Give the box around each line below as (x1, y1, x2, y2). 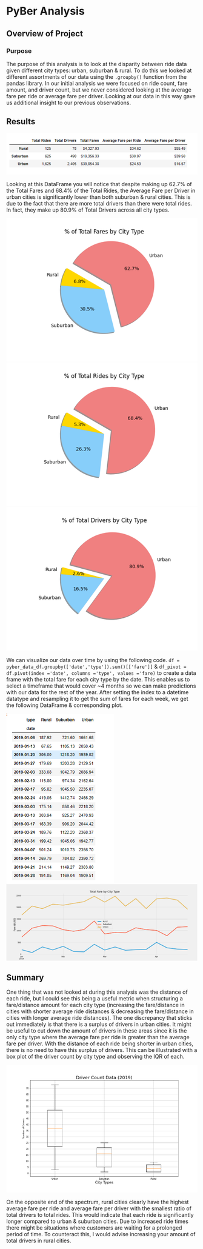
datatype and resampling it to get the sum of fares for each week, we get (6, 695, 189, 703)
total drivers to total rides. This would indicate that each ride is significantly (6, 1211, 194, 1219)
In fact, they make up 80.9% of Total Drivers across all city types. (6, 206, 170, 213)
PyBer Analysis (6, 4, 85, 18)
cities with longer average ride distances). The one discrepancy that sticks (6, 1014, 193, 1022)
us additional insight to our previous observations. (6, 99, 131, 106)
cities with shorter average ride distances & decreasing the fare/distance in (6, 1008, 194, 1015)
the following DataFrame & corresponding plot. (6, 702, 123, 709)
